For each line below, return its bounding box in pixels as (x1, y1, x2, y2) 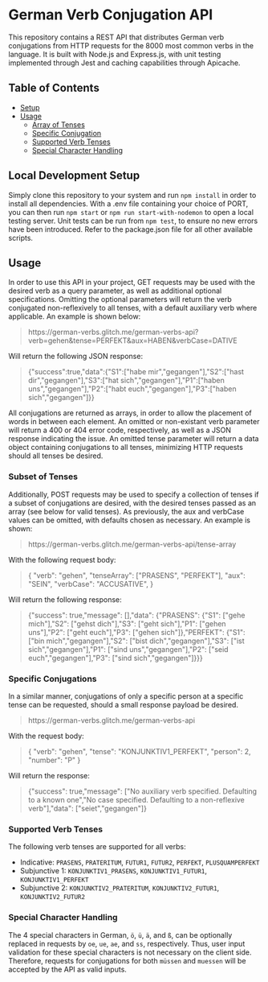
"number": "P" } (27, 755, 81, 765)
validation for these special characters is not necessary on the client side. (8, 947, 252, 957)
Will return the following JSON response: (8, 352, 143, 361)
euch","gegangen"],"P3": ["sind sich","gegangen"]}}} (27, 653, 203, 662)
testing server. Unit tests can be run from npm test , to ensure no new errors (8, 216, 258, 225)
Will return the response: (8, 770, 91, 780)
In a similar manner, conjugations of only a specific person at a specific (8, 691, 244, 701)
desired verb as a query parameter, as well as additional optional (8, 286, 222, 295)
